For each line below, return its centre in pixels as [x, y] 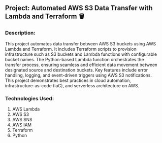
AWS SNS [22, 119]
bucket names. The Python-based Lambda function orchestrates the [75, 59]
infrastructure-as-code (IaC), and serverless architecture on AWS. [72, 85]
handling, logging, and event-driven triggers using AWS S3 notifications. [78, 75]
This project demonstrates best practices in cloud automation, [68, 80]
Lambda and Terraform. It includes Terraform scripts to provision [71, 49]
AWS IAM [22, 125]
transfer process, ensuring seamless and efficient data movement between [81, 65]
